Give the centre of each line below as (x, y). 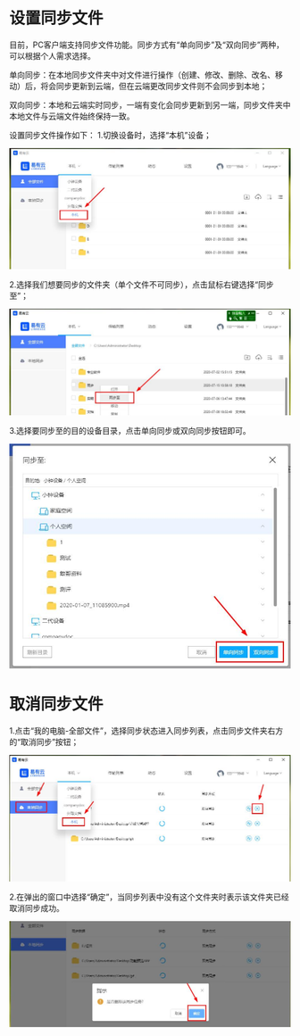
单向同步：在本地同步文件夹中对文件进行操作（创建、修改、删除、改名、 (142, 75)
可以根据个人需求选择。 (52, 55)
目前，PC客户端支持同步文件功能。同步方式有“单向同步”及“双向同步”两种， (146, 45)
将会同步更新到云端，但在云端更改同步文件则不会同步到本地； (154, 86)
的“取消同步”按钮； (44, 742)
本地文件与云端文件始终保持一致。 (72, 116)
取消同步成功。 (37, 908)
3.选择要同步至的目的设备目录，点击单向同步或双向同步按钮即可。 (130, 430)
